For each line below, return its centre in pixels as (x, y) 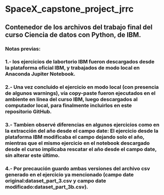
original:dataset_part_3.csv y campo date (56, 181)
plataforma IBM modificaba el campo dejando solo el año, (75, 137)
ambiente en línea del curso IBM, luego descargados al (71, 99)
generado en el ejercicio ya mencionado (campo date (70, 175)
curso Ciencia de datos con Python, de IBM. (73, 35)
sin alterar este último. (32, 155)
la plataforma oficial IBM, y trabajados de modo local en (72, 68)
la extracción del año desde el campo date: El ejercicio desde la (82, 131)
